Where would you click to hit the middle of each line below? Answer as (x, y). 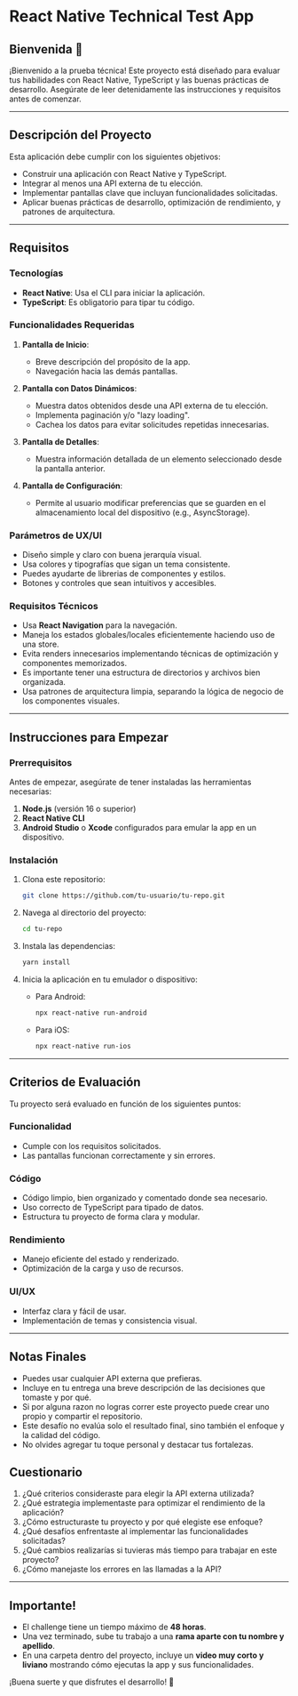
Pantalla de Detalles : (60, 441)
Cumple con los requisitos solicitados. (91, 1145)
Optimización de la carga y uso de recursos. (102, 1268)
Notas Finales (48, 1357)
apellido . (38, 1646)
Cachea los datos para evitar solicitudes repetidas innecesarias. (152, 424)
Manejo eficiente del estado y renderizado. (100, 1259)
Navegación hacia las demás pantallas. (106, 371)
